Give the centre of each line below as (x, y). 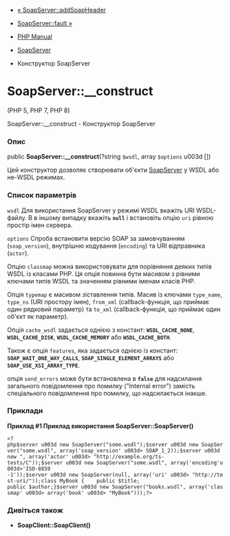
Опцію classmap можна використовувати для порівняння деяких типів (109, 266)
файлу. (17, 217)
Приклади (25, 411)
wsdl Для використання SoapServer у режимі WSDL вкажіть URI (101, 210)
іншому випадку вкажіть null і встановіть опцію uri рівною (126, 217)
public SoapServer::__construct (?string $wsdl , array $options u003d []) (109, 157)
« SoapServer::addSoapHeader (62, 10)
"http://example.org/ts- (129, 457)
